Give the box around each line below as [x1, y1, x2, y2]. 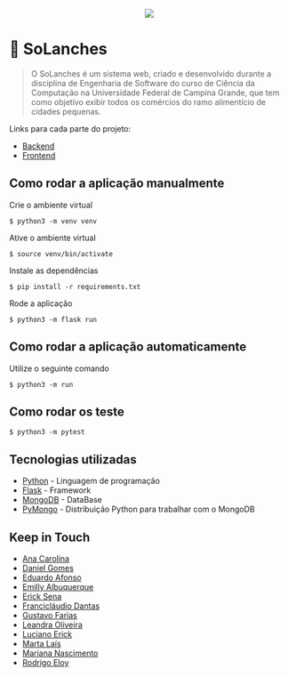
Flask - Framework [21, 485, 92, 496]
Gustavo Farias [21, 610, 77, 620]
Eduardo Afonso [21, 572, 82, 583]
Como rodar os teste [9, 404, 124, 419]
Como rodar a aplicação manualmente [9, 176, 225, 191]
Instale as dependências [9, 265, 99, 276]
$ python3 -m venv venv [9, 216, 98, 226]
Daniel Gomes [21, 563, 74, 573]
